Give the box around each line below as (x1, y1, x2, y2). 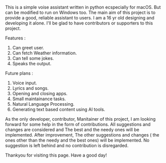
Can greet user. (12, 45, 44, 50)
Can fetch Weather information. (12, 50, 77, 56)
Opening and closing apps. (12, 91, 68, 96)
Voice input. (12, 80, 37, 86)
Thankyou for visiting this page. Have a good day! (5, 152, 107, 158)
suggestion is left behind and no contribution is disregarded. (5, 143, 129, 149)
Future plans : (5, 70, 33, 76)
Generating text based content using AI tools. (12, 107, 105, 112)
